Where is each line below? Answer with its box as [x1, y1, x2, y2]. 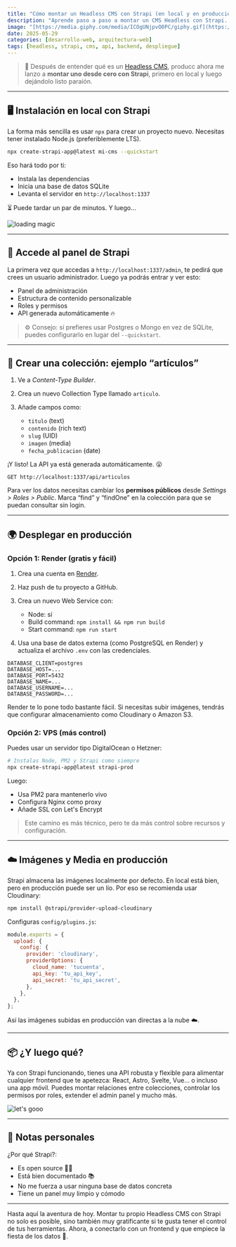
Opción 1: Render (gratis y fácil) [7, 553, 117, 563]
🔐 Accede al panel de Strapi [7, 247, 130, 259]
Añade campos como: [17, 403, 81, 412]
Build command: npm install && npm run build [27, 618, 165, 626]
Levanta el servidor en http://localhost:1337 [17, 189, 150, 197]
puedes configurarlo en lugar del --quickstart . [24, 330, 162, 339]
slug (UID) [27, 431, 58, 440]
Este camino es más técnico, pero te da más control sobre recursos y [24, 819, 225, 828]
